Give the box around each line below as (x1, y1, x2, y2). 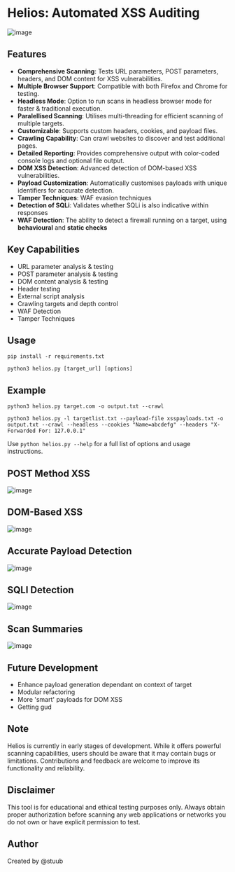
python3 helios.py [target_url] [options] (7, 366, 133, 373)
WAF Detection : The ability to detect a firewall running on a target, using (17, 216, 227, 224)
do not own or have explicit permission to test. (7, 817, 141, 826)
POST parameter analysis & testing (17, 270, 118, 278)
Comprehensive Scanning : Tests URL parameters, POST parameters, (17, 67, 219, 75)
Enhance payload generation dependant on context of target (17, 681, 192, 689)
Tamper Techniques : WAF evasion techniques (17, 193, 152, 202)
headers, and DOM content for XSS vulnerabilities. (17, 74, 163, 83)
